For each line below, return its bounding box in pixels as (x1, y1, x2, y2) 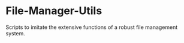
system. (5, 29, 25, 37)
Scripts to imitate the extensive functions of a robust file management (5, 24, 178, 31)
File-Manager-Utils (5, 4, 102, 18)
